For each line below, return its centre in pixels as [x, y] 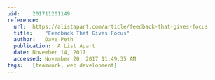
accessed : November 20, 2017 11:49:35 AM [75, 59]
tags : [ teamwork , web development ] [62, 65]
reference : [23, 20]
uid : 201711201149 [39, 14]
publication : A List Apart [55, 46]
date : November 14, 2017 [50, 53]
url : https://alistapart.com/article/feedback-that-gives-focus [111, 26]
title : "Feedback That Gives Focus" [72, 33]
